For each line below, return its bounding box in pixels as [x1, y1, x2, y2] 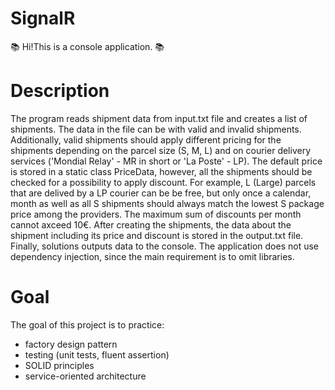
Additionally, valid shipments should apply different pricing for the [10, 133, 282, 146]
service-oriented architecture [24, 370, 147, 382]
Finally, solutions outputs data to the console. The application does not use [10, 240, 319, 252]
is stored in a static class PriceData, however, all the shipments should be [10, 165, 313, 177]
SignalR [10, 7, 76, 30]
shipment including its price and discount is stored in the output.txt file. [10, 229, 304, 241]
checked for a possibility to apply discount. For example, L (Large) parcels [10, 176, 317, 188]
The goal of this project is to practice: [10, 318, 165, 331]
